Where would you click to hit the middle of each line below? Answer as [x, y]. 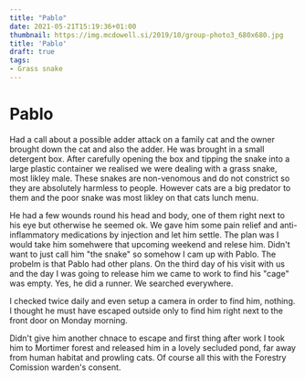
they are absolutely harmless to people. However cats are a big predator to [150, 187]
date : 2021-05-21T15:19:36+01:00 [73, 26]
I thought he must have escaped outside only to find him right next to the [146, 311]
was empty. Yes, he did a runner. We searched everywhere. [121, 283]
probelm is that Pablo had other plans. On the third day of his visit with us [147, 264]
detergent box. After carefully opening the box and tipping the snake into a [150, 158]
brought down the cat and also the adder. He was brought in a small [137, 149]
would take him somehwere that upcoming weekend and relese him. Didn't [150, 244]
